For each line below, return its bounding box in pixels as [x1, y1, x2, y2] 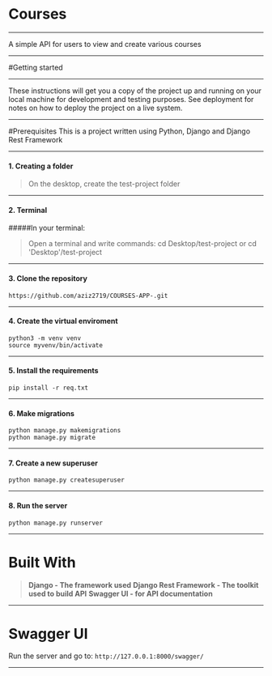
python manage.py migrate [8, 434, 96, 442]
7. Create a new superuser [8, 458, 99, 468]
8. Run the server [8, 500, 68, 510]
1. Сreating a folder [8, 161, 74, 171]
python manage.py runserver [8, 519, 104, 527]
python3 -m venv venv [8, 334, 82, 342]
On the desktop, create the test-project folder [28, 179, 181, 189]
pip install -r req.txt [8, 384, 89, 392]
